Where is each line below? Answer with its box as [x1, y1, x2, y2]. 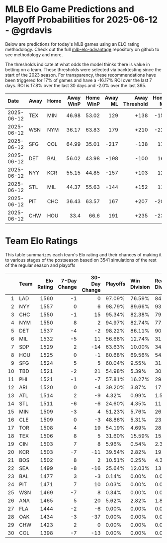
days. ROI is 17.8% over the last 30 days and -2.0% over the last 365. [5, 82, 147, 88]
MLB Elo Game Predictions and [5, 3, 134, 15]
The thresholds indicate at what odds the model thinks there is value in [5, 61, 150, 67]
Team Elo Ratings [5, 235, 78, 247]
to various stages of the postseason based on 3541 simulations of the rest [5, 257, 157, 263]
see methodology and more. [5, 51, 63, 58]
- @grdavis [5, 25, 52, 36]
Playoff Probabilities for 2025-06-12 [5, 14, 158, 25]
